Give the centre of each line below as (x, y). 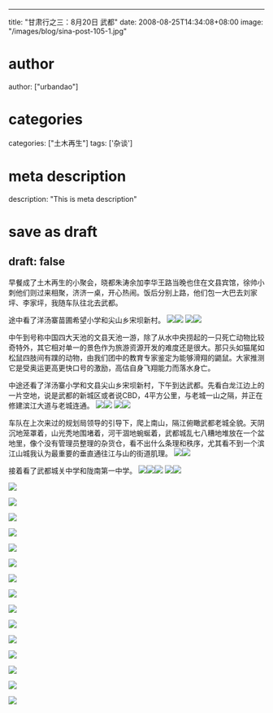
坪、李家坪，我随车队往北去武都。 (65, 303)
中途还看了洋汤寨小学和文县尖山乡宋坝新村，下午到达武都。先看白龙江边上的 (136, 385)
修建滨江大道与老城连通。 (51, 405)
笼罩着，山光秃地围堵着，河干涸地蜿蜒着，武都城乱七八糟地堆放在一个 (140, 433)
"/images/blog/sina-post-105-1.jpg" (68, 31)
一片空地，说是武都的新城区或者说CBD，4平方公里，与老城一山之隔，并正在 (136, 395)
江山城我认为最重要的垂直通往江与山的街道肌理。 (90, 453)
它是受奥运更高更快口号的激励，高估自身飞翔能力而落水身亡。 (112, 368)
